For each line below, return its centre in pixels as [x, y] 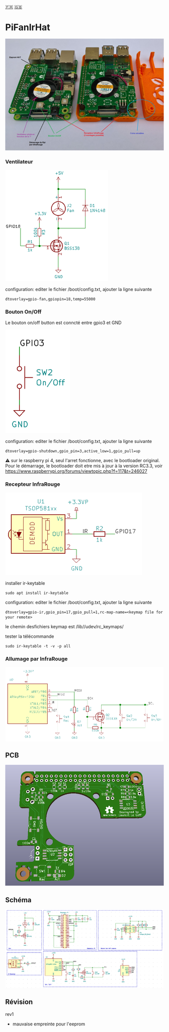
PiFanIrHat [28, 27]
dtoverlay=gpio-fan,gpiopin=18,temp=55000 [50, 299]
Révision [19, 1002]
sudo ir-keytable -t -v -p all [38, 646]
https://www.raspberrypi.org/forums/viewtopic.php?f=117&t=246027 [76, 471]
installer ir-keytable [25, 583]
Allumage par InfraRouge [36, 658]
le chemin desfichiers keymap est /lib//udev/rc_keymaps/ [65, 626]
